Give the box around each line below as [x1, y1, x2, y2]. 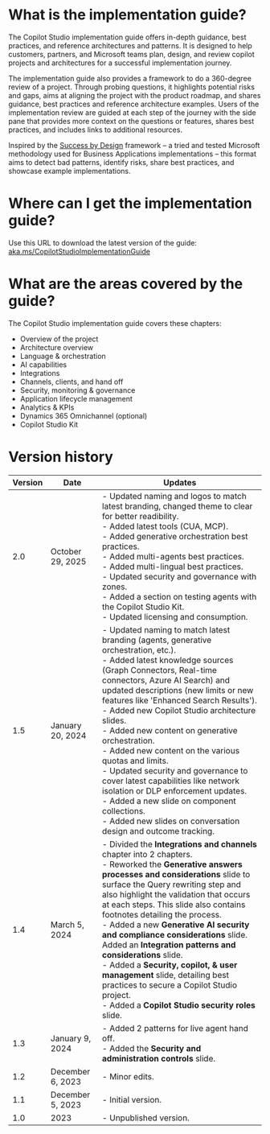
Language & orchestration [19, 351, 106, 361]
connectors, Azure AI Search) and [101, 674, 231, 686]
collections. [101, 805, 146, 816]
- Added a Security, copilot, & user [101, 959, 238, 971]
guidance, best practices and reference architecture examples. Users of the [8, 99, 260, 109]
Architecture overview [19, 342, 94, 352]
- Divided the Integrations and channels [101, 839, 257, 850]
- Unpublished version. [101, 1112, 190, 1124]
